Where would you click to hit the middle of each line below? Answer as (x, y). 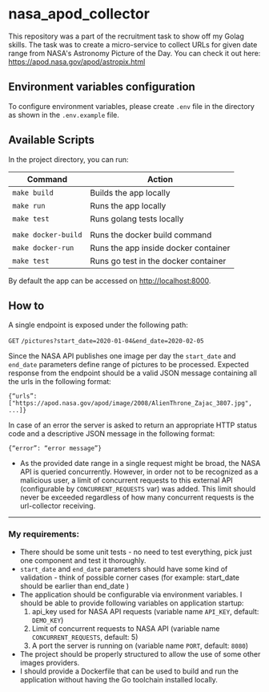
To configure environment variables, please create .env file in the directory (131, 106)
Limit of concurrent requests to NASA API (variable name (126, 628)
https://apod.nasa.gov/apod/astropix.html (77, 62)
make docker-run (43, 248)
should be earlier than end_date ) (74, 585)
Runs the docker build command (151, 235)
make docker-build (47, 235)
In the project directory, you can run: (68, 159)
